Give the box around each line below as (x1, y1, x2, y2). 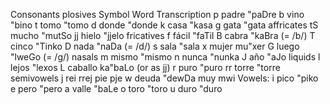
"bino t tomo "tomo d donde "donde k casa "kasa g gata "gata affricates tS (10, 19, 319, 31)
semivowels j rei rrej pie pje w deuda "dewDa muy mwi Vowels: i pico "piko (10, 72, 319, 84)
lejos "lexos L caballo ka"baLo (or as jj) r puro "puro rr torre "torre (10, 62, 281, 73)
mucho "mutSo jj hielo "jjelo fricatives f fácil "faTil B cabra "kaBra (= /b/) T (10, 30, 316, 41)
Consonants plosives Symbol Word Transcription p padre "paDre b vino (10, 9, 305, 20)
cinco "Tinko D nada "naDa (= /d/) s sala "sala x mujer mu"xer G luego (10, 40, 300, 52)
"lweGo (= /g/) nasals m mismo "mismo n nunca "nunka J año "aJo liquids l (10, 51, 321, 63)
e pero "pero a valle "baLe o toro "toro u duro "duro (10, 83, 223, 94)
